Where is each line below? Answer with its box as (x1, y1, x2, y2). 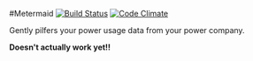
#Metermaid (9, 9, 54, 18)
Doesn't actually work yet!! (9, 42, 111, 52)
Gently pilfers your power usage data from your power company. (9, 25, 245, 35)
